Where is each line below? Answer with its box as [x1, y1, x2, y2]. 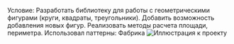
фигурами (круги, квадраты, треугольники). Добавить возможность [7, 13, 215, 22]
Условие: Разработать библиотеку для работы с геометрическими [7, 6, 211, 14]
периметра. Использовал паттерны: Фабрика [7, 28, 145, 37]
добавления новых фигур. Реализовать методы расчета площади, [7, 21, 208, 29]
